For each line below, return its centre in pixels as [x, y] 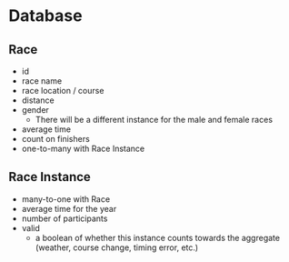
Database [45, 16]
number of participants [65, 218]
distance [38, 100]
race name [42, 81]
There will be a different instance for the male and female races [154, 120]
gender [35, 110]
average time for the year [69, 208]
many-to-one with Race [66, 199]
